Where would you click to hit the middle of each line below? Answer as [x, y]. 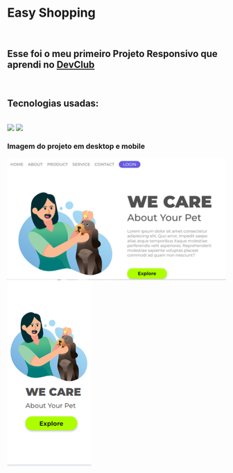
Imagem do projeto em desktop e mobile [76, 146]
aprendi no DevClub [51, 65]
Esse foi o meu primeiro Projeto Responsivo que [113, 54]
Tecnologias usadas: [53, 103]
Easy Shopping [51, 13]
